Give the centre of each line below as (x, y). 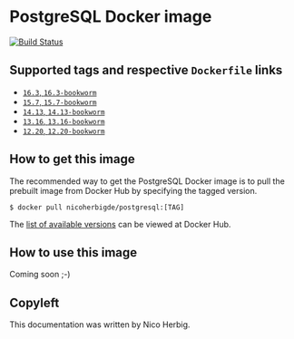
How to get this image (72, 159)
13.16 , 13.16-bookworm (64, 121)
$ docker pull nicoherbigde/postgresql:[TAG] (97, 207)
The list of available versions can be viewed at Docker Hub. (120, 224)
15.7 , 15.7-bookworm (59, 102)
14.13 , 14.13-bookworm (64, 111)
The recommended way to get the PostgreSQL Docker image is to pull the (147, 181)
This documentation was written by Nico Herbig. (100, 324)
